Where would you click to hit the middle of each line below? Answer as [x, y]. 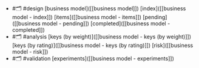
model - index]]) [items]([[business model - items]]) [76, 17]
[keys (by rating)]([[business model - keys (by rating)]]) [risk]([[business [103, 45]
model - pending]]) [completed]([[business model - [106, 23]
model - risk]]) [30, 52]
